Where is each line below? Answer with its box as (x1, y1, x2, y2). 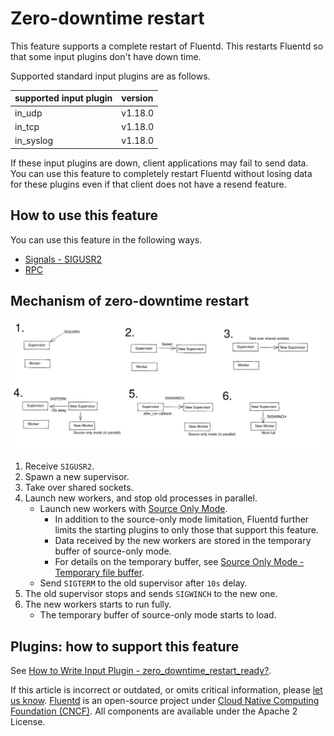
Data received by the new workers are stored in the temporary (54, 535, 312, 547)
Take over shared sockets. (24, 482, 134, 494)
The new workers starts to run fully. (24, 598, 172, 611)
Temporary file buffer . (54, 567, 145, 579)
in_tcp (14, 120, 40, 132)
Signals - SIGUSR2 (24, 253, 103, 265)
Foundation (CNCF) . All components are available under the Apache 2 (10, 705, 298, 717)
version (121, 92, 154, 104)
